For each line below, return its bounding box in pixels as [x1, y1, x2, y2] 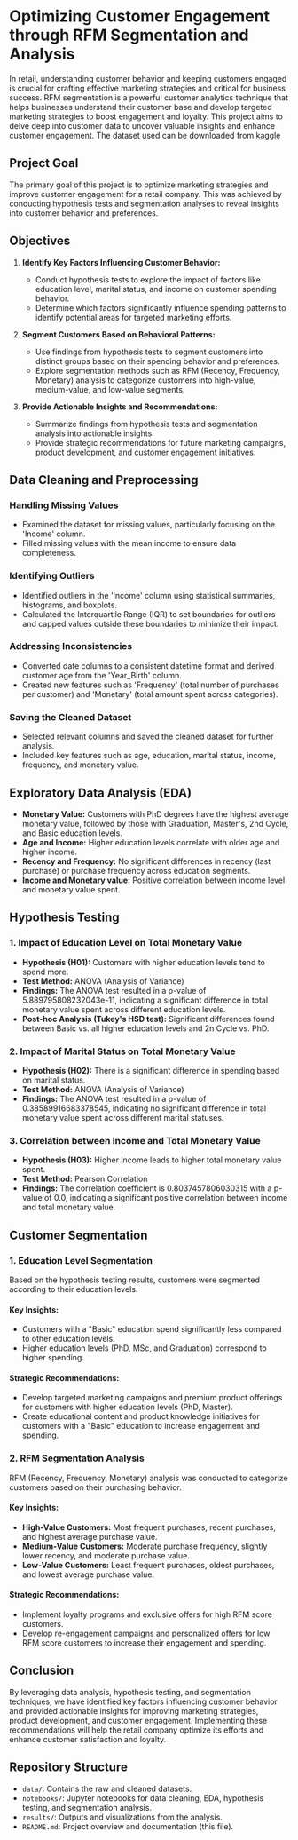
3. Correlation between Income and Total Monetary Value [9, 1134, 261, 1146]
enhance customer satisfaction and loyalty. [9, 1733, 167, 1744]
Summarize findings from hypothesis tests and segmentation [35, 418, 258, 429]
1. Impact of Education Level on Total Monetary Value [9, 937, 242, 949]
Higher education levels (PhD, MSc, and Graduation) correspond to [21, 1343, 268, 1353]
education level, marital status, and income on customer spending [35, 283, 277, 294]
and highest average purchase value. [21, 1531, 158, 1542]
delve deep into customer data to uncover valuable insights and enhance [9, 120, 276, 131]
